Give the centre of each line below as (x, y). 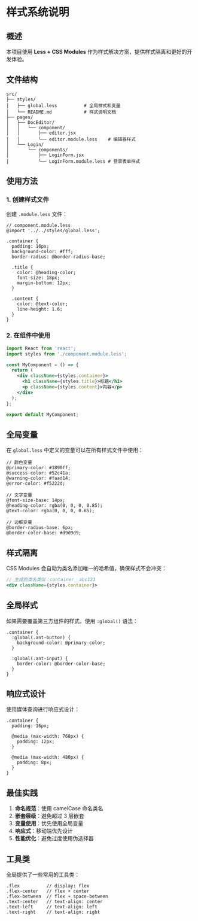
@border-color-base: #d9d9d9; (44, 533)
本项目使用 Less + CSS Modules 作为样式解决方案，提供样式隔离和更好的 (97, 52)
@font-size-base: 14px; (36, 500)
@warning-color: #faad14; (38, 478)
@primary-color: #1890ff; (38, 468)
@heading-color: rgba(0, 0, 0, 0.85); (54, 506)
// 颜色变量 (19, 463)
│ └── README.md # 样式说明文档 (61, 112)
